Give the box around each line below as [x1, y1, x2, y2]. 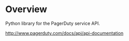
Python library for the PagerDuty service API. [5, 20, 100, 26]
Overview [5, 4, 47, 15]
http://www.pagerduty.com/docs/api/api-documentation [5, 30, 124, 36]
